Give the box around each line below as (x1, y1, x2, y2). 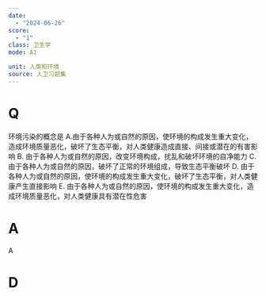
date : (8, 11, 26, 20)
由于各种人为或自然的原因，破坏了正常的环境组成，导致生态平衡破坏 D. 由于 (8, 161, 255, 171)
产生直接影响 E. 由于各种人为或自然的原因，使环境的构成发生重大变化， (14, 181, 248, 190)
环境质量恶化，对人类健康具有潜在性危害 (14, 191, 147, 201)
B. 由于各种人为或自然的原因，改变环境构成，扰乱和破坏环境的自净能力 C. (17, 152, 257, 161)
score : (8, 26, 30, 34)
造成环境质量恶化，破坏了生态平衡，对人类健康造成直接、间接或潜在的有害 (8, 141, 251, 151)
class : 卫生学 (8, 41, 51, 49)
